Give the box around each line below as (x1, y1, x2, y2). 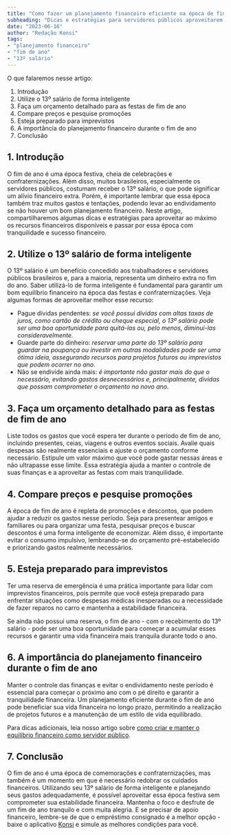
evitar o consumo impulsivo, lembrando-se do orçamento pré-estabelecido (7, 536, 220, 544)
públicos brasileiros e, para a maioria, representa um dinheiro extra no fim (7, 274, 217, 282)
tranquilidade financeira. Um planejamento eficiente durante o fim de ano (7, 695, 214, 704)
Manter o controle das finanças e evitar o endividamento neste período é (7, 680, 214, 689)
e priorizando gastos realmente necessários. (7, 543, 134, 551)
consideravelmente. (16, 331, 74, 340)
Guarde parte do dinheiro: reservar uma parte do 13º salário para (16, 339, 203, 347)
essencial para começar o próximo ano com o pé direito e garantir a (7, 688, 199, 696)
